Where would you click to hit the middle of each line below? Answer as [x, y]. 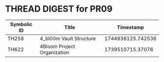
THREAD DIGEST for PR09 [59, 9]
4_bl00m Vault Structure [68, 38]
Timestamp [130, 27]
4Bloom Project [58, 46]
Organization [54, 52]
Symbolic [21, 24]
